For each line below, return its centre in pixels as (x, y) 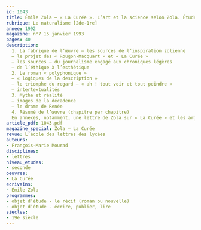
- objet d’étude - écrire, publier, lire (59, 207)
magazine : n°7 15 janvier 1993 (45, 34)
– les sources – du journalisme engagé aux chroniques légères (92, 62)
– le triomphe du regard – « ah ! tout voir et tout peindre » (92, 84)
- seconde (19, 168)
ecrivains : (20, 184)
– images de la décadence (44, 101)
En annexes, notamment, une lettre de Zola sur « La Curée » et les (99, 117)
